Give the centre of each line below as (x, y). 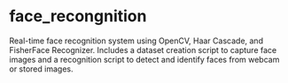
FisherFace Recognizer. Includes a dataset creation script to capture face (143, 49)
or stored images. (41, 69)
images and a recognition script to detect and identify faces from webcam (144, 59)
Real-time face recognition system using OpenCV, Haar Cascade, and (136, 41)
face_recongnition (78, 16)
